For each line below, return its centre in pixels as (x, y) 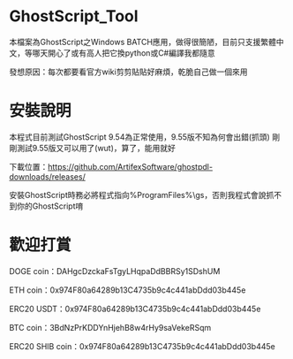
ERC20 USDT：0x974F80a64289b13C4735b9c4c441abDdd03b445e (135, 309)
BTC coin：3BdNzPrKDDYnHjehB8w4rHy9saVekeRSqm (110, 327)
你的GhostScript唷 (50, 206)
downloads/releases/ (47, 176)
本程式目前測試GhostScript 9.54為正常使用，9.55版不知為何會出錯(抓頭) (140, 137)
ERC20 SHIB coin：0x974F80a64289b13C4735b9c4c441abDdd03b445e (142, 346)
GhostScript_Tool (74, 16)
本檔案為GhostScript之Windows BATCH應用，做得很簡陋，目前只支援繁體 (143, 42)
